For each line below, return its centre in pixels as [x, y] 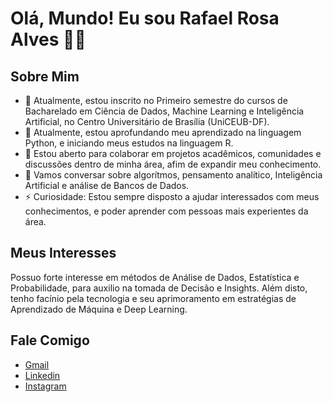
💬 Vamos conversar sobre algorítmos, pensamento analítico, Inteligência [173, 175]
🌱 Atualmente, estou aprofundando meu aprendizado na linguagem [163, 132]
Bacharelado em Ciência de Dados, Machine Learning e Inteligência [164, 111]
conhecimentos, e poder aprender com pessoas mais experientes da [166, 211]
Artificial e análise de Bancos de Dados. [107, 185]
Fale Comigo [50, 340]
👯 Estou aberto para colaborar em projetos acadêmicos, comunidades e [173, 153]
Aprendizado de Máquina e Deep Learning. [99, 309]
